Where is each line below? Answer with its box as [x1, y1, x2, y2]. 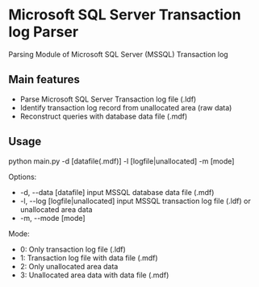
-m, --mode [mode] [19, 213, 86, 223]
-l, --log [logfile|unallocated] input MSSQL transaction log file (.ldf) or [19, 196, 252, 206]
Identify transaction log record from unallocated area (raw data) [19, 102, 232, 112]
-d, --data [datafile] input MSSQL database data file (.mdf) [19, 187, 215, 197]
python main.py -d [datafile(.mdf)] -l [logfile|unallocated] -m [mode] [8, 156, 235, 166]
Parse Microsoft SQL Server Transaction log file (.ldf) [19, 94, 197, 104]
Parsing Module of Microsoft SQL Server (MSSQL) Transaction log [8, 49, 228, 59]
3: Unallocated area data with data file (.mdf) [19, 270, 169, 280]
